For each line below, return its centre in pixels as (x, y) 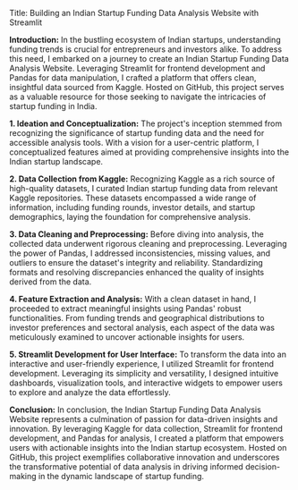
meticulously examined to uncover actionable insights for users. (127, 337)
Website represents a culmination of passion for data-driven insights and (144, 419)
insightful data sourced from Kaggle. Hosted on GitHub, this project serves (147, 87)
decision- (262, 467)
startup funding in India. (53, 106)
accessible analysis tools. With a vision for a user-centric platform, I (134, 143)
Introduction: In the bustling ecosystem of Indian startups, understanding (145, 40)
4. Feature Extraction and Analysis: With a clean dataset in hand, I (133, 299)
